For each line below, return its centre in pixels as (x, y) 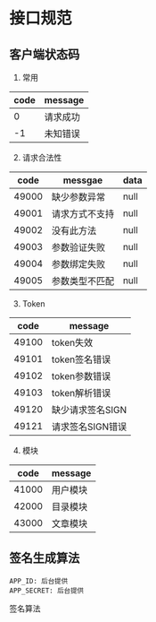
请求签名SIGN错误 (89, 427)
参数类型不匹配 (82, 281)
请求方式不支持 (82, 214)
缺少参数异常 (78, 197)
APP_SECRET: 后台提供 (47, 591)
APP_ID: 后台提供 (39, 581)
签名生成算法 (45, 558)
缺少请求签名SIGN (89, 410)
